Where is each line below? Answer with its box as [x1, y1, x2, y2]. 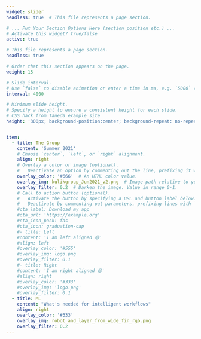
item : [6, 134, 20, 141]
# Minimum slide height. [6, 102, 68, 108]
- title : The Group [11, 140, 60, 146]
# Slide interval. [6, 80, 52, 85]
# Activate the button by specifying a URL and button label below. [17, 196, 197, 201]
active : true [6, 36, 39, 42]
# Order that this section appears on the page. [6, 63, 130, 69]
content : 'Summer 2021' [17, 145, 77, 151]
